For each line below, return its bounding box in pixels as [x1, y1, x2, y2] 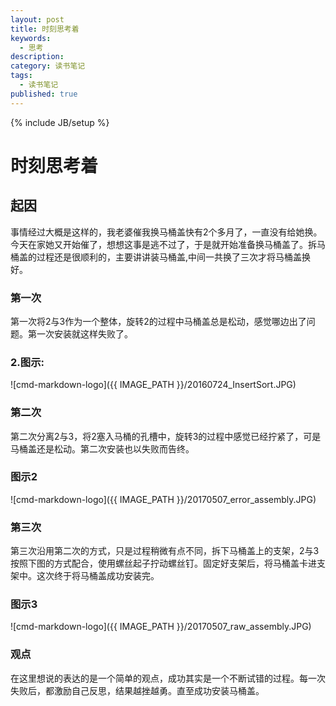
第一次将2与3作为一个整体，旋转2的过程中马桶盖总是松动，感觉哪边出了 [10, 315, 307, 327]
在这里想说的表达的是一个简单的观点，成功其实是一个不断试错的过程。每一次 [10, 672, 326, 684]
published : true [10, 89, 78, 99]
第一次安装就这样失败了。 [27, 327, 133, 340]
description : [10, 52, 65, 62]
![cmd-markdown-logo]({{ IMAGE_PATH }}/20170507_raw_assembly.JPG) [10, 621, 312, 633]
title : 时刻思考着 [10, 24, 80, 34]
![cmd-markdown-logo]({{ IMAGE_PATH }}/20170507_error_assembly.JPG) [10, 493, 317, 505]
